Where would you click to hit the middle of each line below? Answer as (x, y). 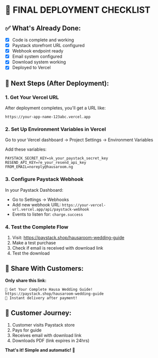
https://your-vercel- (84, 205)
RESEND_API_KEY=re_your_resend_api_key (46, 163)
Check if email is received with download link (58, 248)
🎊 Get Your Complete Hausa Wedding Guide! (49, 289)
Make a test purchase (34, 243)
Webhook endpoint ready (38, 51)
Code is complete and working (43, 40)
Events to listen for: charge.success (47, 214)
